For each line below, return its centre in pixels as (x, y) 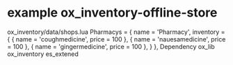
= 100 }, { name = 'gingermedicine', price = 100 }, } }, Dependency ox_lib (111, 46)
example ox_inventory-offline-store (112, 13)
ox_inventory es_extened (43, 54)
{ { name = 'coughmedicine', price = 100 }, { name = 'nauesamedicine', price (116, 39)
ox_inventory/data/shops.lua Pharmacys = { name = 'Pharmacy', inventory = (116, 32)
